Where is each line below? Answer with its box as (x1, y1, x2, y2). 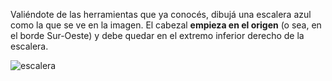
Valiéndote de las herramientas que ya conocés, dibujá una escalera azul (10, 9, 312, 20)
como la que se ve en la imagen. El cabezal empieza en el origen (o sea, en (10, 19, 322, 31)
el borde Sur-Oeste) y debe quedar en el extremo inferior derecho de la (10, 30, 305, 41)
